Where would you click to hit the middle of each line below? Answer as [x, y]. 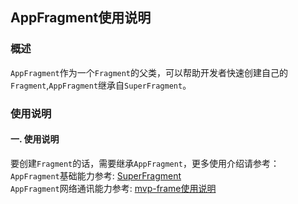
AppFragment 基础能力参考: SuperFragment [96, 175]
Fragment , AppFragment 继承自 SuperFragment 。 [101, 85]
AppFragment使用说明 [81, 18]
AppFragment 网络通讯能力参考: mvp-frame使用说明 [113, 188]
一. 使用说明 [35, 139]
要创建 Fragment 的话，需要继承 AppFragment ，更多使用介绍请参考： [145, 163]
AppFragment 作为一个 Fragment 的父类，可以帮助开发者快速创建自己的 [149, 72]
